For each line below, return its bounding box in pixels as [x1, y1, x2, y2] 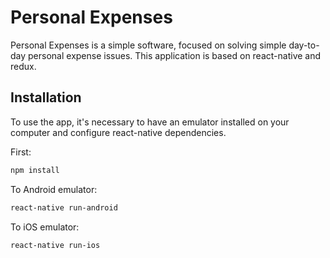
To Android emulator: [10, 183, 98, 195]
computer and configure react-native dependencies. [10, 126, 227, 138]
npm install [10, 165, 60, 175]
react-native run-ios [10, 240, 101, 250]
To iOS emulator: [10, 221, 80, 233]
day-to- [288, 39, 320, 51]
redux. [10, 60, 37, 72]
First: [10, 146, 32, 158]
